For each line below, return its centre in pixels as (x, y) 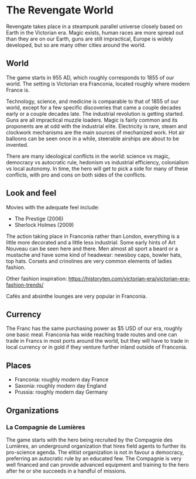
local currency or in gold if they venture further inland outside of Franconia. (97, 347)
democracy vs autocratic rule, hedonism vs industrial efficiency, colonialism (97, 162)
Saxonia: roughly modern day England (61, 386)
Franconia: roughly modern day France (61, 380)
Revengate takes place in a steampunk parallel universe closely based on (94, 26)
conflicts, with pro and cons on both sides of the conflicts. (76, 175)
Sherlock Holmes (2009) (44, 225)
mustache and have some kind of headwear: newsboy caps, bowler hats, (94, 254)
